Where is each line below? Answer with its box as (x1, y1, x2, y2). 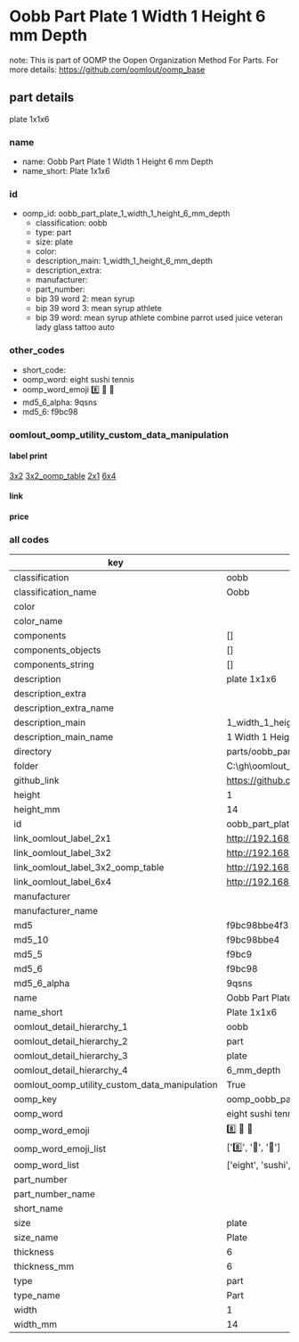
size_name (13, 1231, 59, 1244)
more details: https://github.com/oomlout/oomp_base (9, 64, 206, 75)
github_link (13, 774, 60, 786)
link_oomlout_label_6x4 (13, 876, 112, 888)
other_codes (9, 344, 65, 357)
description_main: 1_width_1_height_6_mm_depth (35, 256, 214, 267)
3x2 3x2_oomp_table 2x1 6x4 (9, 470, 117, 481)
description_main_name (13, 731, 114, 744)
